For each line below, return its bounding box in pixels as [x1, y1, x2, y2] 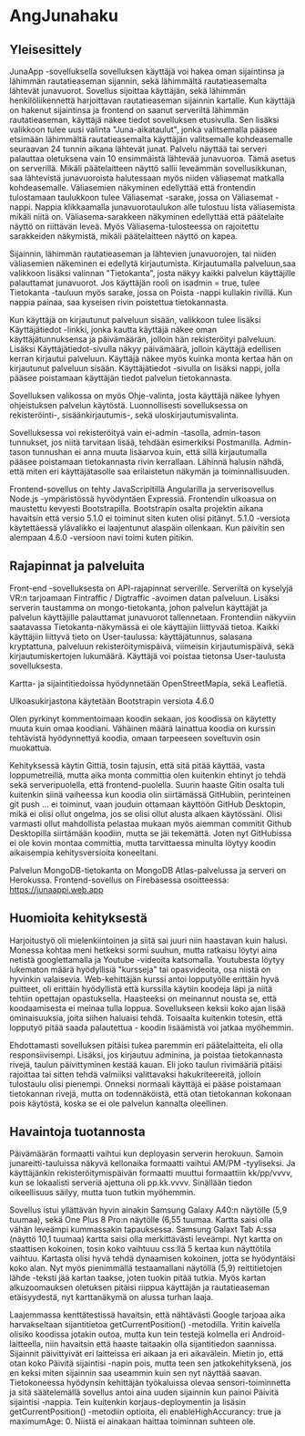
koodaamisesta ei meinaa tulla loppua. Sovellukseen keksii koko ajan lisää [9, 1002, 286, 1013]
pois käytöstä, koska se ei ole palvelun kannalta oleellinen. [9, 1098, 229, 1109]
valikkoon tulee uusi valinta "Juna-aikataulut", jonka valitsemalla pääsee [9, 124, 278, 135]
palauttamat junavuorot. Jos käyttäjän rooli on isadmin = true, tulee [9, 277, 260, 288]
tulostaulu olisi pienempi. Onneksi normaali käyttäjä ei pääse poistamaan [9, 1078, 282, 1090]
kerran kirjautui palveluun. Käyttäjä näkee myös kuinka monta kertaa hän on [9, 353, 293, 364]
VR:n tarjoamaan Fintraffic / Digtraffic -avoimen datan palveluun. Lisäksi [9, 592, 280, 603]
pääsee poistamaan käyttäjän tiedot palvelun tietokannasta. [9, 373, 232, 383]
